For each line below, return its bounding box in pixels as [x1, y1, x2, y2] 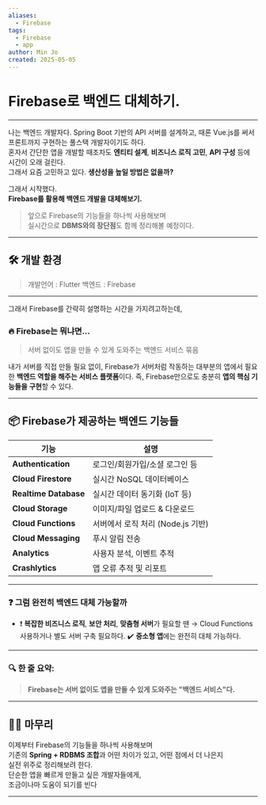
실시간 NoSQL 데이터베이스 [92, 473, 189, 484]
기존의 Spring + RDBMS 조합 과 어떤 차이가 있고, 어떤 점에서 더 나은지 [8, 750, 224, 760]
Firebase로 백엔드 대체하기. [8, 93, 180, 111]
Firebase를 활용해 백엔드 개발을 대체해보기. [8, 193, 142, 203]
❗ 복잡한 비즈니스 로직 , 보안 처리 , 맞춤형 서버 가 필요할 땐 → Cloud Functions [19, 619, 253, 628]
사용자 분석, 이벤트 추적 [92, 547, 174, 559]
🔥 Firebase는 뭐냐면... [8, 326, 91, 337]
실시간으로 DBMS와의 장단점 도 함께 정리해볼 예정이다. [27, 220, 194, 230]
